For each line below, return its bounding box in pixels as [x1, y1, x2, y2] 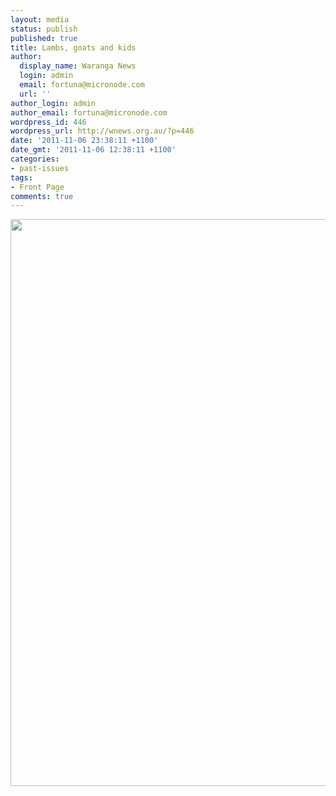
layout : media [10, 14, 70, 25]
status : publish [10, 24, 78, 34]
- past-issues [10, 163, 70, 173]
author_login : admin [10, 98, 97, 108]
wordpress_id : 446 [10, 117, 87, 127]
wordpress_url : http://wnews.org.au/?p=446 [10, 126, 195, 136]
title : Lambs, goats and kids [10, 42, 137, 53]
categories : [10, 154, 60, 164]
